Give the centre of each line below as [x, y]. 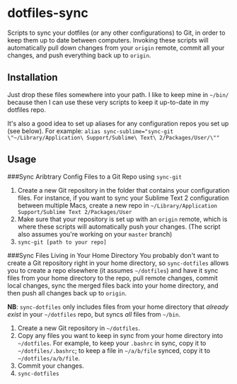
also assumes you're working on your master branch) [95, 234]
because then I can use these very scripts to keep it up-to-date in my [108, 102]
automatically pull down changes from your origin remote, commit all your [116, 47]
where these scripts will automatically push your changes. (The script [119, 226]
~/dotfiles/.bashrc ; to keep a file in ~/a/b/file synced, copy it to [114, 350]
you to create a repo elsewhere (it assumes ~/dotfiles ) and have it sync [113, 270]
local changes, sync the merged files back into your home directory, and [113, 286]
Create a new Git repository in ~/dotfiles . [79, 328]
